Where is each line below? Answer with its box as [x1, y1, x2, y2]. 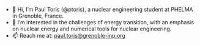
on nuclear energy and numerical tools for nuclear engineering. [12, 25, 172, 32]
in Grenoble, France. [12, 12, 64, 19]
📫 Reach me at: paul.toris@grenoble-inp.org [12, 32, 125, 39]
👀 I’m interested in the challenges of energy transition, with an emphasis [12, 19, 194, 26]
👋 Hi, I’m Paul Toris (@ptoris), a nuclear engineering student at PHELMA [12, 6, 194, 13]
